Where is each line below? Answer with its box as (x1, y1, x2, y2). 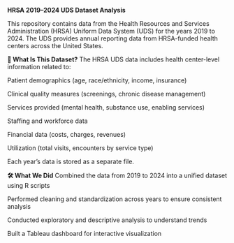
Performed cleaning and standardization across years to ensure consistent (7, 195, 222, 203)
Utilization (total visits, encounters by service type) (7, 144, 154, 152)
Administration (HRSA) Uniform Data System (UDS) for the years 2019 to (7, 27, 215, 35)
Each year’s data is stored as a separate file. (7, 157, 135, 165)
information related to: (7, 63, 71, 71)
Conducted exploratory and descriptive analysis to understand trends (7, 216, 207, 224)
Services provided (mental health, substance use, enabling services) (7, 103, 205, 111)
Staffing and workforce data (7, 117, 89, 125)
